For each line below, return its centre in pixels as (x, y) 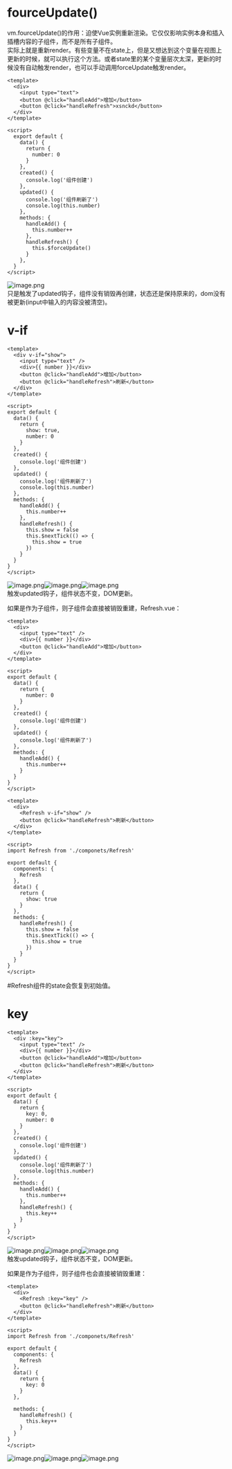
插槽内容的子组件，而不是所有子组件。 (62, 41)
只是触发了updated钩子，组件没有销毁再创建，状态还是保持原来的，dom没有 (116, 293)
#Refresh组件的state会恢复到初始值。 (61, 986)
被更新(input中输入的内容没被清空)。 (59, 302)
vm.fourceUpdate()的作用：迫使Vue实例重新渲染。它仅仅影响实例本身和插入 (116, 33)
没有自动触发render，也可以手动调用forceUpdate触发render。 (101, 67)
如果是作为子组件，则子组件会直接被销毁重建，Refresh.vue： (94, 608)
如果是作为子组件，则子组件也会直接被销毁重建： (77, 1273)
